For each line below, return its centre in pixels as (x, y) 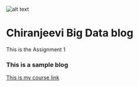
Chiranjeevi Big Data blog (70, 33)
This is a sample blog (37, 65)
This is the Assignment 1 (36, 49)
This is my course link (33, 78)
